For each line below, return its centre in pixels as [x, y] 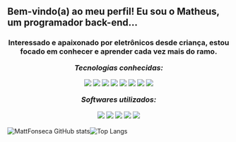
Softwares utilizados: [119, 100]
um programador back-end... [72, 23]
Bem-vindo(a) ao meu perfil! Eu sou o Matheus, [113, 12]
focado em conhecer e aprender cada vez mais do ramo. [119, 52]
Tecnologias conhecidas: [119, 68]
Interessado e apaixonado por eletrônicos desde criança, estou [119, 43]
